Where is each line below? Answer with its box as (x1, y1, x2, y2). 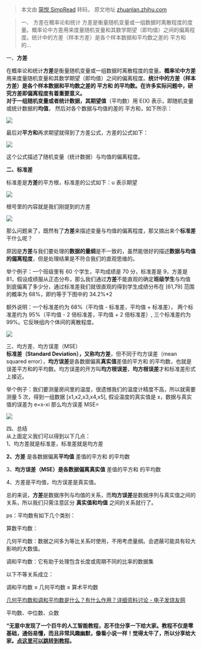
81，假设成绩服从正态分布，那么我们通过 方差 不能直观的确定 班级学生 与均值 (6, 275, 191, 283)
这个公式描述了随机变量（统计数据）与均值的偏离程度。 (6, 153, 143, 160)
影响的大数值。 (6, 545, 43, 552)
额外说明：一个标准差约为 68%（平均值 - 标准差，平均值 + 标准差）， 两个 (6, 303, 188, 311)
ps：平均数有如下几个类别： (6, 512, 76, 519)
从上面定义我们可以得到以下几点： (6, 433, 91, 440)
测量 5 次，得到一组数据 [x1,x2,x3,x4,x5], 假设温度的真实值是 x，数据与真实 (6, 393, 192, 401)
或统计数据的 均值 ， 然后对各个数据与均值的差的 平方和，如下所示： (6, 105, 173, 112)
